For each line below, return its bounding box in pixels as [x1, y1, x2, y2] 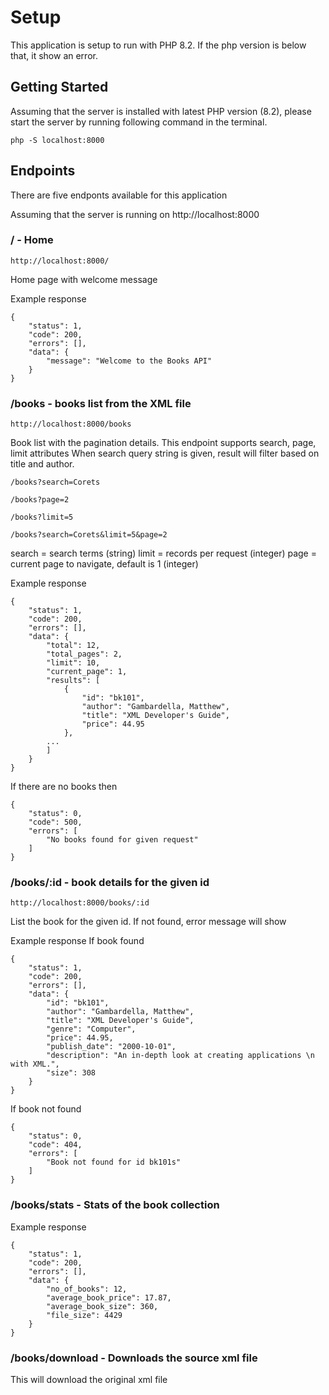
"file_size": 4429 [46, 1310, 123, 1320]
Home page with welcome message [10, 273, 158, 285]
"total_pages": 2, [46, 649, 123, 660]
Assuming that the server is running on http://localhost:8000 [10, 208, 260, 220]
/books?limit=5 [10, 512, 74, 523]
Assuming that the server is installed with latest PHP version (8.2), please [10, 105, 312, 117]
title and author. [10, 458, 75, 470]
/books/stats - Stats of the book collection [10, 1198, 220, 1212]
